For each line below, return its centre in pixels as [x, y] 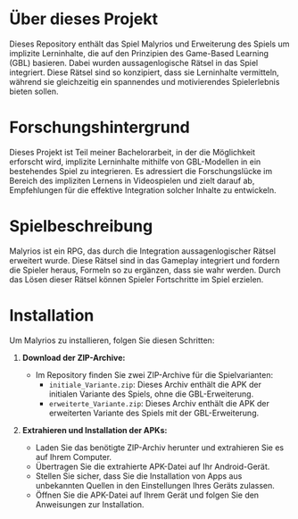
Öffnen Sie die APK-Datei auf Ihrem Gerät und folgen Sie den [147, 495]
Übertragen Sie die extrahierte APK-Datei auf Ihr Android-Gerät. [153, 466]
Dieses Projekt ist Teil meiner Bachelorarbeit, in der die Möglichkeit [132, 152]
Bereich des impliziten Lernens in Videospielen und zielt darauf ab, [132, 180]
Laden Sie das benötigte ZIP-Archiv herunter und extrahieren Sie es [159, 448]
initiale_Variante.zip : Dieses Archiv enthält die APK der [155, 384]
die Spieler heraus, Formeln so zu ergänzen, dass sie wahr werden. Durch [145, 270]
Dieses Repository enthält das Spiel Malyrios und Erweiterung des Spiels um [149, 44]
